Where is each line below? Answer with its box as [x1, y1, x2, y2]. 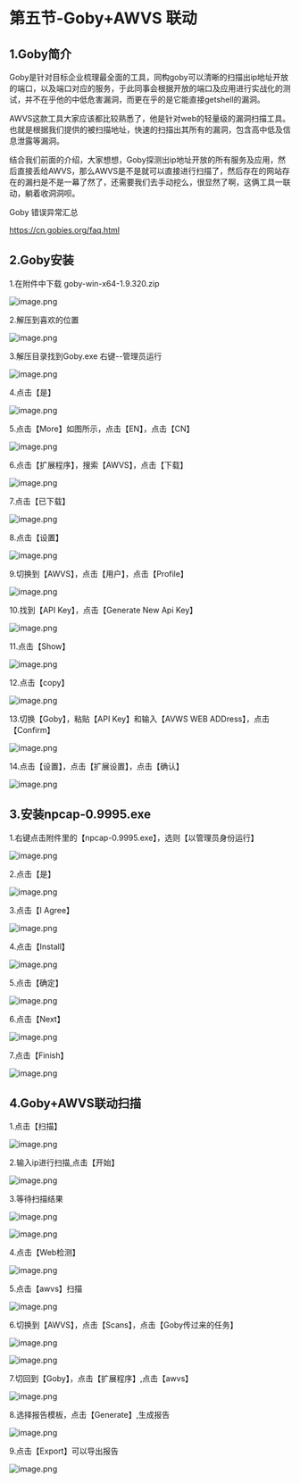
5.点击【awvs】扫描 [9, 1283, 83, 1295]
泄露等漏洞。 [16, 136, 64, 146]
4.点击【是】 [9, 387, 56, 397]
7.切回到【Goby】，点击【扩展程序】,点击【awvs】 [9, 1373, 194, 1384]
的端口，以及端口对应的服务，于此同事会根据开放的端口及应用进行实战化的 [9, 83, 283, 94]
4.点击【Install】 [9, 941, 70, 952]
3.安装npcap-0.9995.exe [9, 807, 152, 822]
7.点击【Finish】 [9, 1050, 69, 1061]
